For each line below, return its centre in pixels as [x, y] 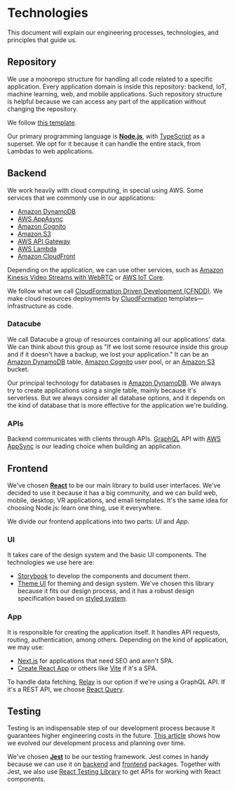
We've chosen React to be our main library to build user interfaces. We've [114, 485]
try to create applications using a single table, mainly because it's [102, 390]
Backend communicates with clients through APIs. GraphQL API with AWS [114, 439]
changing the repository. [43, 109]
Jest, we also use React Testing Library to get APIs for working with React [114, 772]
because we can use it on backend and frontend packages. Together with [114, 764]
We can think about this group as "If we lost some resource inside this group [118, 347]
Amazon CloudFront [46, 256]
